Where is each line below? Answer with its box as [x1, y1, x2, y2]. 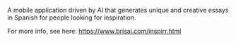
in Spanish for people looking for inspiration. [7, 13, 136, 22]
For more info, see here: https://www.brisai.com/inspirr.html [7, 27, 182, 35]
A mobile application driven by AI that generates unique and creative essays [7, 6, 229, 14]
